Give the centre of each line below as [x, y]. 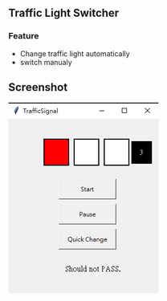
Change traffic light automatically [75, 53]
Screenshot [38, 87]
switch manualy [46, 62]
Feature [24, 36]
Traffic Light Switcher [64, 13]
